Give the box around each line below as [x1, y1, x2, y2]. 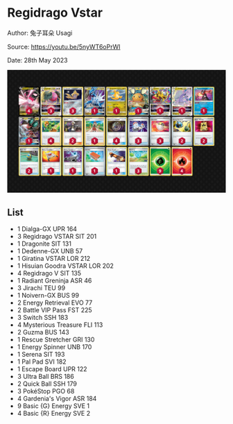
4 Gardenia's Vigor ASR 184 [17, 394, 97, 403]
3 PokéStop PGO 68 [17, 387, 75, 396]
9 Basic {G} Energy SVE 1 [17, 402, 90, 410]
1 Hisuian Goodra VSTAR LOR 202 [17, 262, 114, 270]
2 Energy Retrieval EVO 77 [17, 298, 93, 307]
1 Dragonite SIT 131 [17, 239, 71, 248]
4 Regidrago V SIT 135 [17, 269, 82, 278]
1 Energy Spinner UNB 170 [17, 343, 92, 351]
